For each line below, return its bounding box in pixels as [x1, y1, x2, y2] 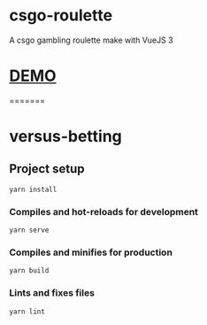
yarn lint [9, 307, 46, 316]
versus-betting [9, 126, 122, 147]
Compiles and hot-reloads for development [9, 205, 199, 218]
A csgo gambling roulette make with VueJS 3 [9, 35, 174, 45]
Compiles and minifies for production [9, 246, 172, 258]
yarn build [9, 266, 50, 275]
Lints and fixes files [9, 287, 96, 299]
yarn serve [9, 226, 50, 235]
